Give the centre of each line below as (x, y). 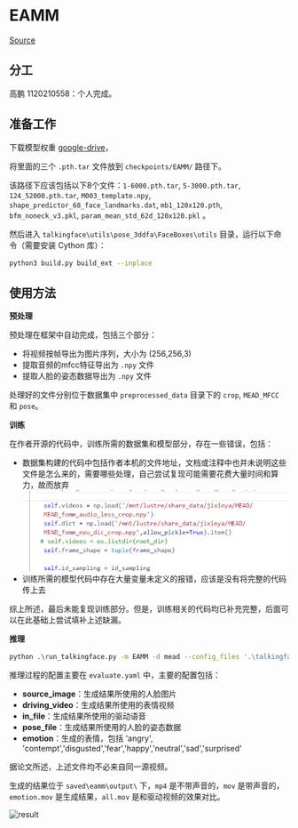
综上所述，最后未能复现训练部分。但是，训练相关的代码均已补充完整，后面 (145, 608)
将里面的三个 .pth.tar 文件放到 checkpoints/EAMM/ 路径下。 (118, 166)
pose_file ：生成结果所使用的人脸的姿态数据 (102, 727)
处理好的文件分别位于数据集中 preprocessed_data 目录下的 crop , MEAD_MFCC (144, 395)
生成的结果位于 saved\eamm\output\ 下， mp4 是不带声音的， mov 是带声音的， (147, 785)
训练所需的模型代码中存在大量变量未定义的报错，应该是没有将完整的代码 (154, 578)
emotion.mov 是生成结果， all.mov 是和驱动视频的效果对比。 (117, 796)
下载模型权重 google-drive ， (61, 147)
